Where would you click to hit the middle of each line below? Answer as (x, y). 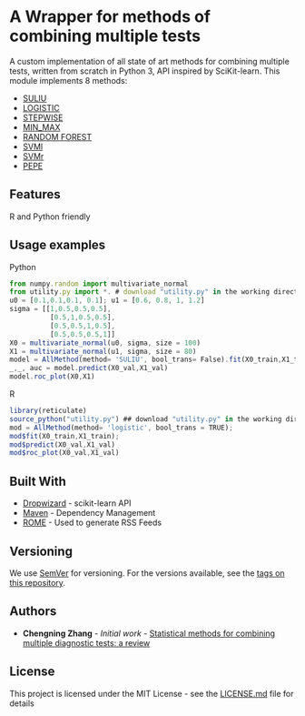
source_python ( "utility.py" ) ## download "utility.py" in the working (146, 419)
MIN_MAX (41, 127)
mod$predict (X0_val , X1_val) (63, 444)
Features (35, 194)
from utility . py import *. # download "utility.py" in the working (140, 292)
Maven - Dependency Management (89, 513)
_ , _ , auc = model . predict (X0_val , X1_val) (89, 368)
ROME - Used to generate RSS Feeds (92, 523)
